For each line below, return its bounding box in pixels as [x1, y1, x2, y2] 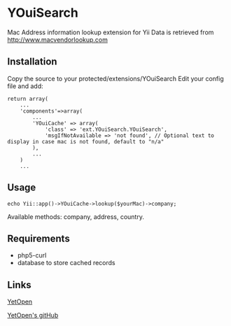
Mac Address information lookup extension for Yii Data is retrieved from [7, 28, 214, 36]
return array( [7, 95, 49, 102]
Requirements [7, 232, 70, 244]
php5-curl [17, 251, 47, 260]
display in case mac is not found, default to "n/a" [7, 138, 164, 145]
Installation [7, 56, 57, 68]
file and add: [7, 82, 43, 90]
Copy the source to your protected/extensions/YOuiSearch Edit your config [7, 74, 224, 83]
